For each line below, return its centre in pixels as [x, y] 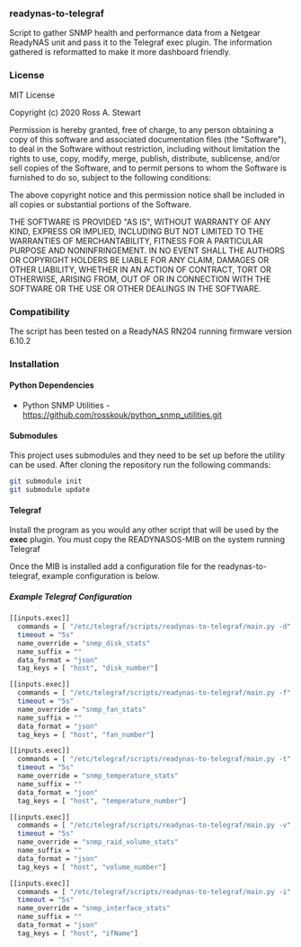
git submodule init [46, 482]
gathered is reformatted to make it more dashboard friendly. [120, 52]
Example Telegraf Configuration [71, 596]
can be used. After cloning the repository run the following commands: [140, 465]
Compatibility [40, 311]
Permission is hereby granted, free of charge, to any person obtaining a [142, 129]
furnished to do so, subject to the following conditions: [110, 177]
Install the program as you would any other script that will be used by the [144, 530]
